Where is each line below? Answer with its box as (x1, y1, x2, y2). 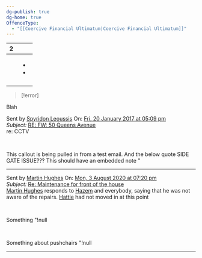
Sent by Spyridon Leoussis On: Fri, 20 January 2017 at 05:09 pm (6, 115, 167, 122)
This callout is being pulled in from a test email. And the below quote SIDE (6, 151, 189, 158)
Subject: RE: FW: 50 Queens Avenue (6, 121, 96, 129)
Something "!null (6, 217, 47, 224)
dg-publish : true (6, 8, 50, 15)
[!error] (20, 92, 39, 99)
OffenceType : (6, 20, 39, 26)
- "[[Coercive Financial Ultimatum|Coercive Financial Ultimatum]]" (11, 25, 187, 32)
